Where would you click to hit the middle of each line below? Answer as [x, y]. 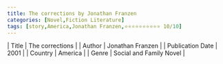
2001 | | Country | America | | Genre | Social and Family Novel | [96, 53]
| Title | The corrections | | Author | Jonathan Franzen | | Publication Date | [113, 46]
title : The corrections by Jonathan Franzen [72, 13]
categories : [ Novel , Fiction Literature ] [66, 20]
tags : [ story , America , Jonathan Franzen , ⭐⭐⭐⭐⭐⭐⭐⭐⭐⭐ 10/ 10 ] [95, 26]
